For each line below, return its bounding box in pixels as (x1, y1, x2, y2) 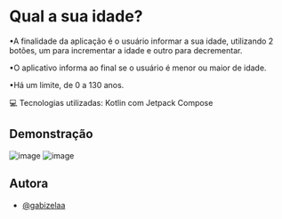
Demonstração (9, 126, 93, 142)
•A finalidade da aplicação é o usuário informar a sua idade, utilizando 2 (9, 36, 274, 46)
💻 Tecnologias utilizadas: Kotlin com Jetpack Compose (9, 97, 214, 108)
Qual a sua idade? (9, 6, 144, 27)
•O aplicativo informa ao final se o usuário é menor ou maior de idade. (9, 62, 267, 73)
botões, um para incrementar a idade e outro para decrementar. (9, 45, 243, 55)
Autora (9, 176, 49, 191)
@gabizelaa (21, 199, 66, 210)
